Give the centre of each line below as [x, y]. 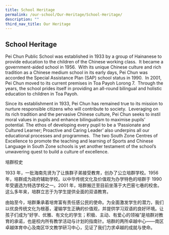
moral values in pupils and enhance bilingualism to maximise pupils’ [75, 120]
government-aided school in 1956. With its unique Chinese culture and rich [83, 67]
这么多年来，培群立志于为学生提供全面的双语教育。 [58, 192]
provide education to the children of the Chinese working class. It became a [84, 62]
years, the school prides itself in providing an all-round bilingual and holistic [83, 89]
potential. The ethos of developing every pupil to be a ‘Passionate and [78, 125]
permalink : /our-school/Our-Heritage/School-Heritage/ [64, 15]
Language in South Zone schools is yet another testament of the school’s [81, 146]
